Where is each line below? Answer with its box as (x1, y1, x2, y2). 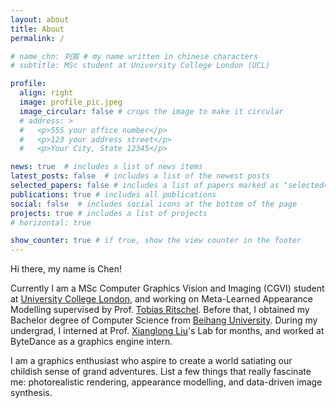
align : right (19, 88, 74, 98)
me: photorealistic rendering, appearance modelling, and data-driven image (10, 376, 323, 388)
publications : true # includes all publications (10, 189, 217, 200)
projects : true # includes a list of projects (10, 208, 208, 218)
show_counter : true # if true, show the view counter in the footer (10, 236, 302, 246)
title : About (10, 24, 65, 34)
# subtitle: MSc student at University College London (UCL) (10, 61, 271, 71)
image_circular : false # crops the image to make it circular (19, 106, 284, 116)
